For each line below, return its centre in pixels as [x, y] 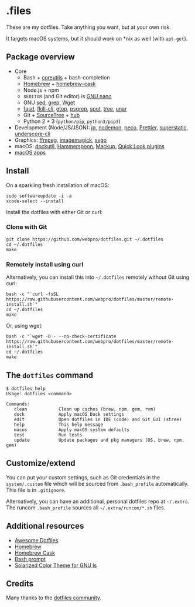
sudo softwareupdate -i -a [39, 196]
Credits [20, 583]
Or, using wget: [24, 326]
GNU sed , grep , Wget [49, 102]
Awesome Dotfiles [36, 540]
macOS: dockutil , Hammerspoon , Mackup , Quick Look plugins [90, 146]
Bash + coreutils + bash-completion [66, 77]
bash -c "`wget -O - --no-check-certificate [61, 336]
